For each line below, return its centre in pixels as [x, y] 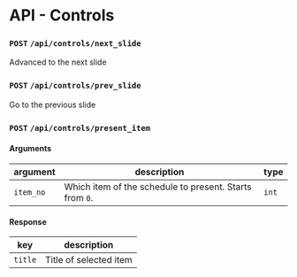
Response [28, 221]
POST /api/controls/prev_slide [75, 86]
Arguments [30, 149]
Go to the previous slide [53, 104]
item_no [30, 192]
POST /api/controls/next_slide [75, 44]
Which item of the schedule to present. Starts [158, 187]
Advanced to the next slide [58, 62]
